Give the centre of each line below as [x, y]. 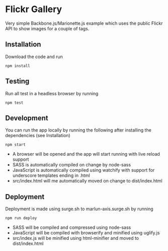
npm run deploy [21, 218]
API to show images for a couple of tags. [47, 28]
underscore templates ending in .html [51, 175]
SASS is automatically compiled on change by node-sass [72, 165]
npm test [14, 103]
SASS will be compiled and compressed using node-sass [72, 227]
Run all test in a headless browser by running [52, 93]
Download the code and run [34, 56]
